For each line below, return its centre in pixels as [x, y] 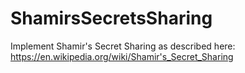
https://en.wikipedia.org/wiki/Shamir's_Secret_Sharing [122, 56]
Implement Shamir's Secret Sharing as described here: [123, 46]
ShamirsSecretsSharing [111, 18]
